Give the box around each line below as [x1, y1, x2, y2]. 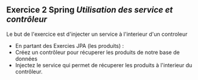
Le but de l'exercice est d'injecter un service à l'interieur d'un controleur [6, 30, 188, 38]
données [15, 55, 38, 62]
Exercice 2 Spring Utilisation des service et [6, 5, 173, 15]
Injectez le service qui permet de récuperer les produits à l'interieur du [15, 61, 193, 68]
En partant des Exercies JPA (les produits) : [15, 42, 124, 49]
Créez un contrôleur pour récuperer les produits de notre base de [15, 48, 180, 56]
